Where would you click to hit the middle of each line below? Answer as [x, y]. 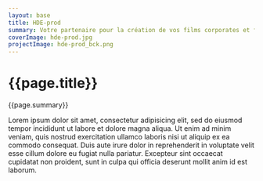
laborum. [23, 170]
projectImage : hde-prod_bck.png [61, 45]
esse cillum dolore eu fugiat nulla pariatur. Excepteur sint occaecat [115, 154]
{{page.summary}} [38, 105]
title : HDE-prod [34, 23]
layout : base [29, 15]
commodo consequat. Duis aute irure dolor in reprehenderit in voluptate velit [131, 145]
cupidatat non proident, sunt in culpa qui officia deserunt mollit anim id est [128, 162]
